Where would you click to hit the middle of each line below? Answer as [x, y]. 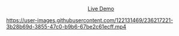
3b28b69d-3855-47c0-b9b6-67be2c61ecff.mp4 [66, 27]
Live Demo [101, 9]
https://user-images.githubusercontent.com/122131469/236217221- [90, 20]
